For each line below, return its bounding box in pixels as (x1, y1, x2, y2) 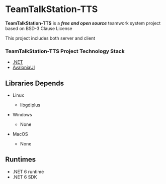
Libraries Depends (5, 79, 64, 87)
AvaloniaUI (12, 64, 35, 71)
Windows (12, 112, 32, 118)
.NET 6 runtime (12, 168, 44, 174)
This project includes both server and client (5, 35, 96, 41)
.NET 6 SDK (12, 174, 37, 180)
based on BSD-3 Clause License (5, 25, 72, 31)
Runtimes (5, 155, 36, 164)
